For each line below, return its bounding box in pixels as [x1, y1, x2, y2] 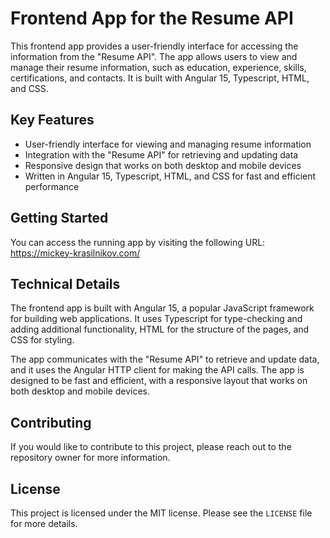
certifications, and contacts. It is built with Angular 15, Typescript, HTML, [10, 72, 310, 84]
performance [24, 180, 80, 192]
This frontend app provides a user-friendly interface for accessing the [10, 40, 299, 52]
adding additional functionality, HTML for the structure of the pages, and [10, 323, 310, 336]
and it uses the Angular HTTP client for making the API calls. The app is [10, 364, 305, 376]
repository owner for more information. [10, 452, 171, 464]
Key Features [10, 112, 95, 129]
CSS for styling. [10, 334, 75, 346]
